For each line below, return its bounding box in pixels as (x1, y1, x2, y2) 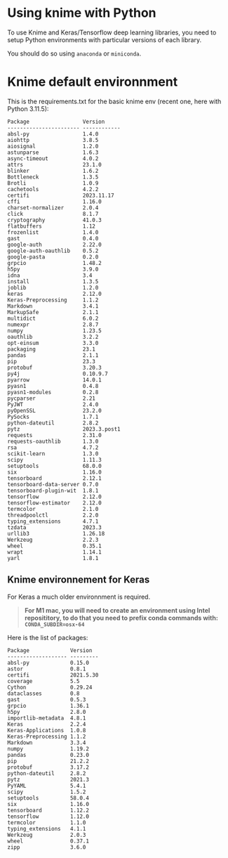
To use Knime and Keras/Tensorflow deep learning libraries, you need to (7, 28, 217, 37)
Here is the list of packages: (7, 633, 88, 642)
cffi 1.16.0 (7, 198, 102, 205)
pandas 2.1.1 (7, 351, 99, 359)
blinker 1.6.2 (7, 167, 99, 174)
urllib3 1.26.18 (7, 530, 105, 537)
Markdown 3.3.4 (7, 739, 86, 746)
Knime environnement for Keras (7, 574, 150, 586)
